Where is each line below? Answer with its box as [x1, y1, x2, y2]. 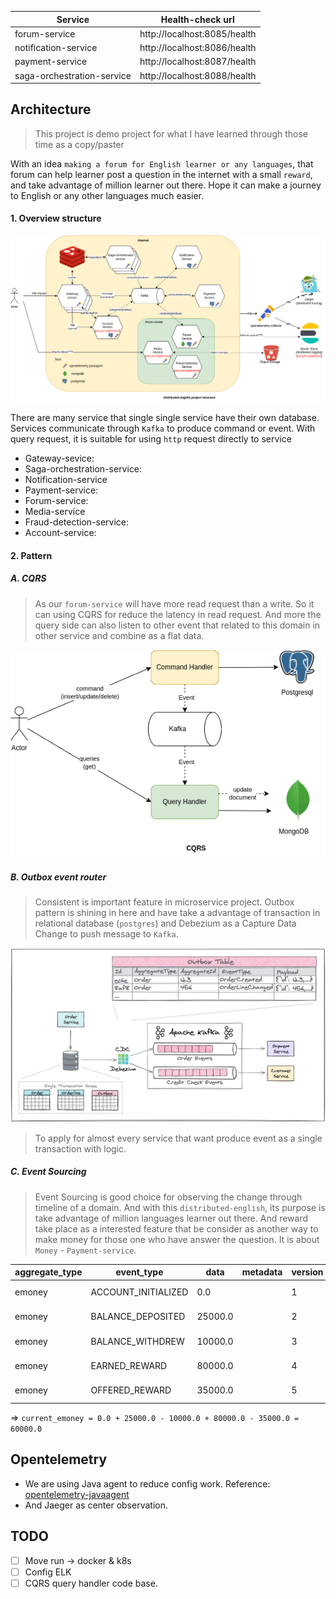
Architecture [10, 101, 92, 118]
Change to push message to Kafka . [34, 928, 179, 940]
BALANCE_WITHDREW [90, 1335, 185, 1347]
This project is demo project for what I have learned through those [34, 127, 308, 140]
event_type [115, 1266, 164, 1278]
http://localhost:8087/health [139, 56, 257, 68]
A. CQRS [10, 572, 47, 585]
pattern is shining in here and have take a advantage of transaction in [34, 907, 321, 919]
